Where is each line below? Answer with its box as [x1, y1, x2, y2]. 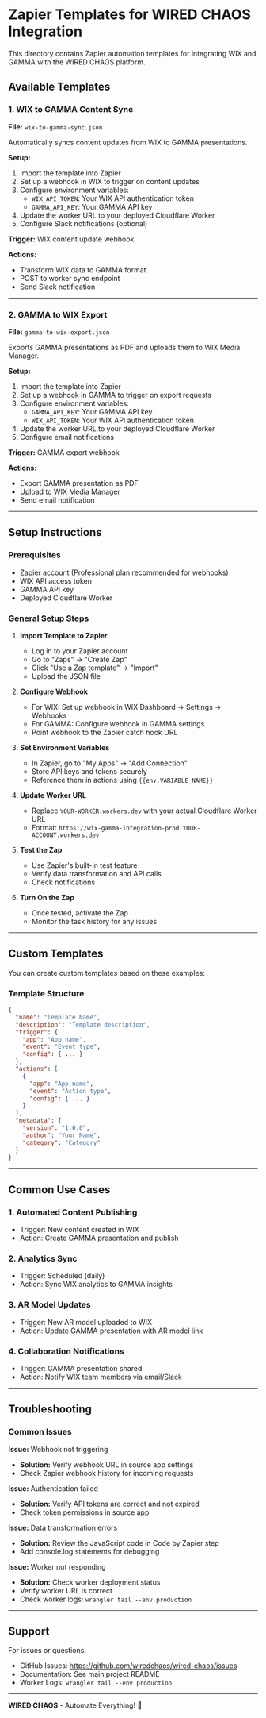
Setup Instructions [8, 526, 102, 539]
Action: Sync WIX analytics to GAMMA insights [19, 1280, 173, 1289]
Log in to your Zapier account [31, 645, 128, 656]
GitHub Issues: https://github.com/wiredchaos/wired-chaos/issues [19, 1661, 237, 1670]
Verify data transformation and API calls [31, 869, 162, 878]
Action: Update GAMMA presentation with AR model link [19, 1326, 203, 1335]
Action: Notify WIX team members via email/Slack [19, 1372, 182, 1381]
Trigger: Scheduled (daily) [19, 1271, 105, 1281]
